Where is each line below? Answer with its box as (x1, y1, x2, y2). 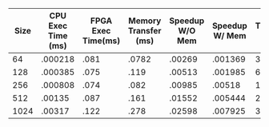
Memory (127, 15, 162, 26)
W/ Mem (213, 30, 247, 41)
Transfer (127, 26, 162, 36)
